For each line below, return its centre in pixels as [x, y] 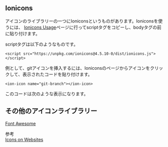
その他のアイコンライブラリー [51, 111]
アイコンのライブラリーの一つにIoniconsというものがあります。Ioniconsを [82, 21]
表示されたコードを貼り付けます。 [57, 74]
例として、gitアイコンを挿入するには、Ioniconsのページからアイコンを [78, 68]
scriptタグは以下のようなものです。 [42, 44]
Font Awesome [21, 123]
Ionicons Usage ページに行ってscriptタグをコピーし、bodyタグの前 [93, 27]
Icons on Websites [24, 139]
